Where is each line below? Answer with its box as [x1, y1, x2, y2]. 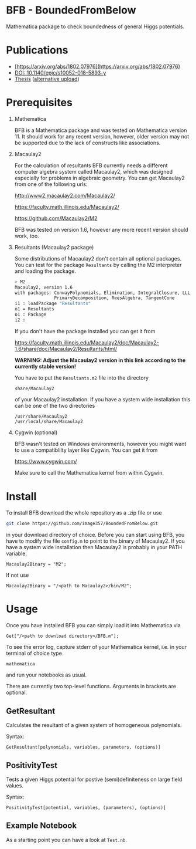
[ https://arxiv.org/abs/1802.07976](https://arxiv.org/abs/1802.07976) [14, 63, 180, 70]
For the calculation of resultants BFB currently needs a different [14, 162, 168, 169]
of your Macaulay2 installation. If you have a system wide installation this [14, 395, 191, 402]
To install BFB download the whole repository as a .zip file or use [6, 509, 162, 516]
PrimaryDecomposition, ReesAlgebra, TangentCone [54, 295, 175, 301]
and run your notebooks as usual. [6, 671, 87, 678]
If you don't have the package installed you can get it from [14, 327, 156, 334]
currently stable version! [14, 363, 77, 370]
